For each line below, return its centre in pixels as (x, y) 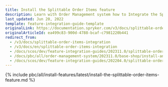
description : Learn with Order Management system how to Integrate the (81, 14)
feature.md (16, 80)
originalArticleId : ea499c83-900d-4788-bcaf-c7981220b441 (67, 33)
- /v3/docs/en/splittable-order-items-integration (63, 47)
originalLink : (20, 28)
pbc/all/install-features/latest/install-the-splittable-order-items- (94, 75)
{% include (16, 75)
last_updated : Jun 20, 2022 (34, 19)
